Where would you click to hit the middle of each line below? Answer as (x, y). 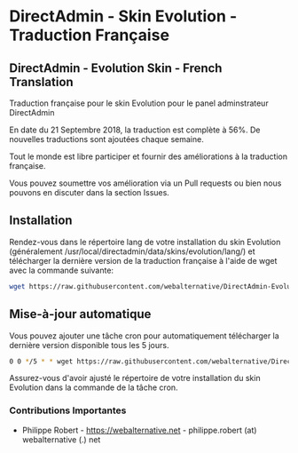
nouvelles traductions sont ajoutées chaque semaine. (106, 139)
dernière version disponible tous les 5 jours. (89, 345)
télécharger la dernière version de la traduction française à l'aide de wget (143, 260)
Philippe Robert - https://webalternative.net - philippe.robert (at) (139, 430)
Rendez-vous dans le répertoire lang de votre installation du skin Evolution (145, 242)
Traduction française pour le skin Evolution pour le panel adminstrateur (139, 103)
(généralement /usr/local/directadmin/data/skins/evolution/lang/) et (132, 251)
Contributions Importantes (68, 410)
